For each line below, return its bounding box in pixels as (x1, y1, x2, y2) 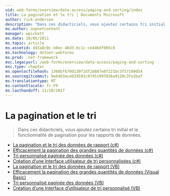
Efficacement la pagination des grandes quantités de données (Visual (12, 169, 159, 175)
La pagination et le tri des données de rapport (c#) (12, 142, 119, 148)
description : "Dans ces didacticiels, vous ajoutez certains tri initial (5, 21, 166, 27)
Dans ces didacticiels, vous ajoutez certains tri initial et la (17, 127, 138, 133)
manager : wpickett (5, 31, 44, 36)
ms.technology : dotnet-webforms (5, 50, 74, 55)
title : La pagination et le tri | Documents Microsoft (5, 12, 125, 17)
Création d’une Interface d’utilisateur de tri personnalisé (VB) (12, 185, 140, 191)
